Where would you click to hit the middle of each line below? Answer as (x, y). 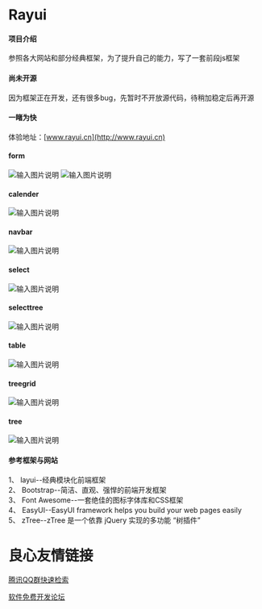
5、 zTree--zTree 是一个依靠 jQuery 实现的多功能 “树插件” (104, 520)
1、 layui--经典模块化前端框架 (57, 480)
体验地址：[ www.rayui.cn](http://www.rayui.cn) (87, 137)
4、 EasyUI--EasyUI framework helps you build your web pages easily (125, 510)
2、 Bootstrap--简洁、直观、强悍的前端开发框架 (87, 490)
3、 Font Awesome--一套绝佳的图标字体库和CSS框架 (96, 500)
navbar (21, 232)
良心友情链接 (51, 555)
